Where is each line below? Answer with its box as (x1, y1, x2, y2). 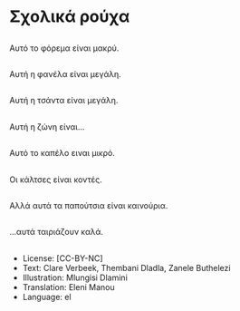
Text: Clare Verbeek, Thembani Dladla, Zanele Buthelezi (22, 262, 231, 273)
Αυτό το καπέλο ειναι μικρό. (9, 148, 115, 159)
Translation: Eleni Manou (22, 281, 115, 292)
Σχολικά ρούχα (9, 6, 130, 27)
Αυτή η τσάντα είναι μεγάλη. (9, 95, 119, 106)
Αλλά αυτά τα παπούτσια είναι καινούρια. (9, 199, 168, 210)
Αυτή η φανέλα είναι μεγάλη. (9, 68, 122, 79)
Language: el (22, 291, 72, 302)
